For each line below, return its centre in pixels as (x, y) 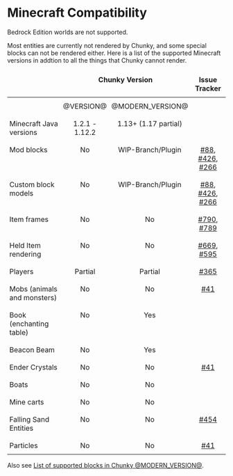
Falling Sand (29, 419)
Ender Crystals (33, 367)
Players (21, 271)
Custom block (32, 184)
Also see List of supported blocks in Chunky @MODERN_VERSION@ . (106, 465)
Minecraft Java (34, 123)
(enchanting (29, 324)
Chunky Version (126, 79)
